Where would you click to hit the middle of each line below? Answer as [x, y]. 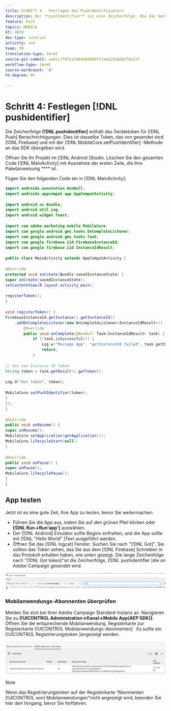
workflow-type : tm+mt [28, 65]
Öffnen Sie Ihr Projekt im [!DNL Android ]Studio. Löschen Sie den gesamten [84, 158]
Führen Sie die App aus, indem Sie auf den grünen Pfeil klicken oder [84, 522]
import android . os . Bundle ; [34, 205]
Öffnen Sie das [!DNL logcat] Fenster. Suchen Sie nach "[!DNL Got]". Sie [88, 544]
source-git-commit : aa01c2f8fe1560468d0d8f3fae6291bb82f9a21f [73, 59]
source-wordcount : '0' [29, 70]
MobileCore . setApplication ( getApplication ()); [55, 436]
